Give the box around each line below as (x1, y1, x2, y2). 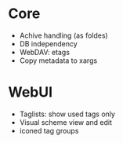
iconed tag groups (19, 126, 79, 135)
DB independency (19, 38, 78, 48)
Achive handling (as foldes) (19, 31, 108, 40)
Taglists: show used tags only (19, 109, 116, 119)
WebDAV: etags (19, 47, 71, 57)
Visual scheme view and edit (19, 117, 112, 126)
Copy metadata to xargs (19, 56, 98, 65)
